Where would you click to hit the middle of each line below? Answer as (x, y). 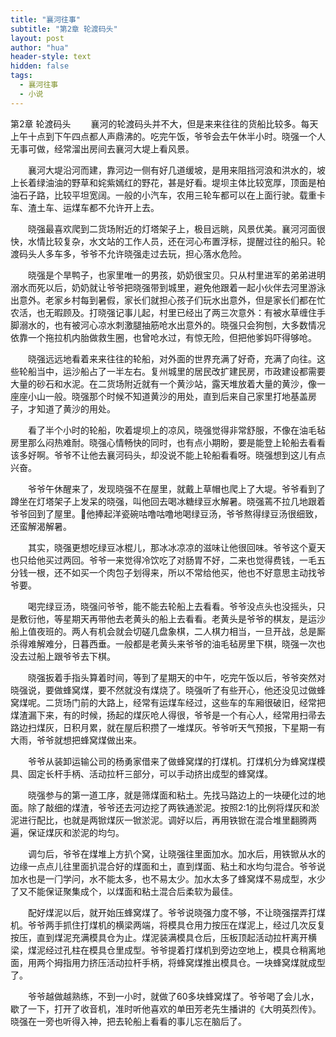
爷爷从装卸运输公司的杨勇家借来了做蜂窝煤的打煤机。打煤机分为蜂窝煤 (172, 761)
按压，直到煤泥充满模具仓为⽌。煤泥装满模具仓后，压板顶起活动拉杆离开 (159, 937)
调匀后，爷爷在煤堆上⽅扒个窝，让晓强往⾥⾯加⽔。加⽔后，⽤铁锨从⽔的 (176, 853)
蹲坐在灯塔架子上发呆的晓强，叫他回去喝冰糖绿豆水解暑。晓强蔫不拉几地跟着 (168, 501)
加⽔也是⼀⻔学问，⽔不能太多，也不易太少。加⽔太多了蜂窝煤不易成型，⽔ (163, 878)
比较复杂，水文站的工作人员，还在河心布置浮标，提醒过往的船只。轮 (185, 241)
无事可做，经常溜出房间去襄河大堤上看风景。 (102, 148)
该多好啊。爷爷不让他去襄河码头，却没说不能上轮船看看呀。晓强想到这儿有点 (168, 455)
